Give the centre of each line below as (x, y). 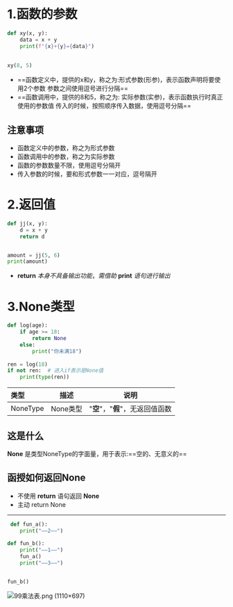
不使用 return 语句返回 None (58, 496)
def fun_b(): (26, 544)
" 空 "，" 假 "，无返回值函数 (130, 409)
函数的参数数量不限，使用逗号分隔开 (69, 165)
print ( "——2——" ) (42, 531)
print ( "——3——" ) (42, 563)
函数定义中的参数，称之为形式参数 (66, 148)
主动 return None (41, 504)
